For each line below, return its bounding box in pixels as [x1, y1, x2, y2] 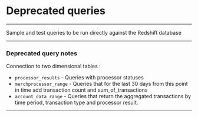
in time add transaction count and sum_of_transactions [14, 86, 148, 93]
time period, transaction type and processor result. [14, 99, 138, 106]
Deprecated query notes [6, 49, 78, 57]
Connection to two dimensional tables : [6, 63, 101, 70]
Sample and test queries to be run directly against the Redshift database [6, 29, 181, 36]
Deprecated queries [6, 4, 106, 18]
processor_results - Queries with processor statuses [14, 74, 144, 81]
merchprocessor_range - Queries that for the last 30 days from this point [14, 81, 188, 88]
